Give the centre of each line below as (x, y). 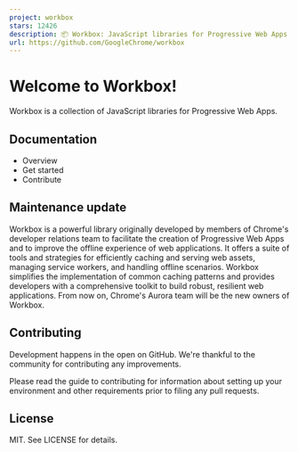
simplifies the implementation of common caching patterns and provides (142, 276)
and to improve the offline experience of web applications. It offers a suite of (149, 248)
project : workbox (41, 17)
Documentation (53, 139)
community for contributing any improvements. (95, 364)
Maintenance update (68, 207)
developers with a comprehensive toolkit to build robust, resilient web (137, 285)
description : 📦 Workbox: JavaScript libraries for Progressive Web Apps (148, 34)
